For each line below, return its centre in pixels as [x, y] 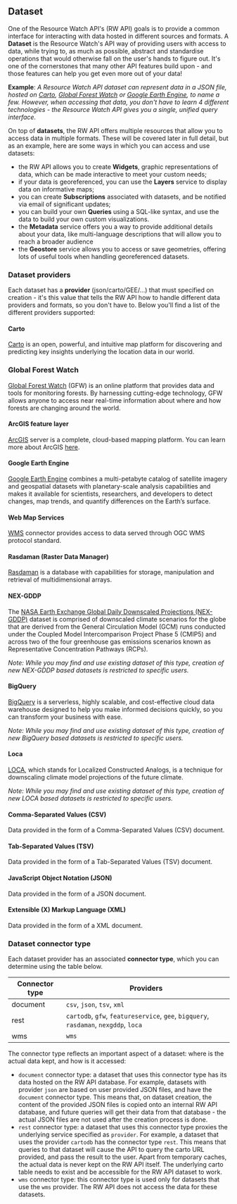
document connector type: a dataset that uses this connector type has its [122, 1075]
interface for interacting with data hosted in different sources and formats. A [118, 36]
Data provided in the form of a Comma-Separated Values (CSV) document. [116, 830]
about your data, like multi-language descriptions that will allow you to [120, 234]
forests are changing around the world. [65, 408]
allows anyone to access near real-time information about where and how [115, 400]
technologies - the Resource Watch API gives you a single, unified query [113, 109]
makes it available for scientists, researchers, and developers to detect [110, 494]
